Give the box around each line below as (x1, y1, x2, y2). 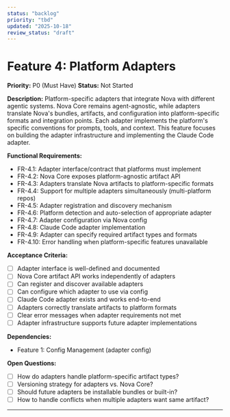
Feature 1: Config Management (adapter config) (16, 346, 152, 354)
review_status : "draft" (7, 29, 75, 36)
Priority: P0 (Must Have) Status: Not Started (7, 82, 133, 90)
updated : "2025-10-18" (7, 23, 72, 29)
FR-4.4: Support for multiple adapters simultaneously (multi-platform (16, 187, 212, 195)
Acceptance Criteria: (7, 251, 68, 259)
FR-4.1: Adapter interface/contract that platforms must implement (16, 165, 201, 174)
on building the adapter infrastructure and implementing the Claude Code (7, 131, 214, 139)
